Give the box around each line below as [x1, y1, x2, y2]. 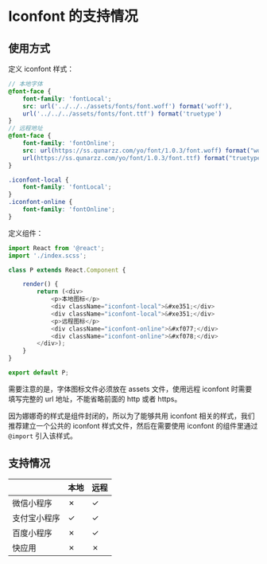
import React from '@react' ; [8, 244, 105, 252]
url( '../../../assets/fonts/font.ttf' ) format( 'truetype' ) [22, 109, 222, 118]
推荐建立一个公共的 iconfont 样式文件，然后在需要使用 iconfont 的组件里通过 [8, 421, 258, 430]
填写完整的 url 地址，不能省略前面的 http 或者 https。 [8, 394, 182, 403]
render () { [22, 280, 59, 288]
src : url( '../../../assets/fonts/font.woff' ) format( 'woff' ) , [22, 102, 233, 110]
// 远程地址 [8, 124, 44, 132]
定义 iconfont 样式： [8, 65, 74, 73]
